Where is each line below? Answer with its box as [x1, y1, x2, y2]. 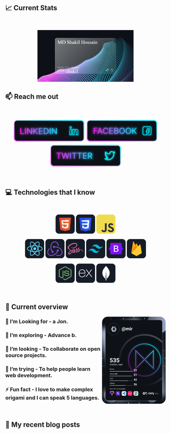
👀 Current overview [5, 303, 68, 311]
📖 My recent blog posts [5, 420, 80, 429]
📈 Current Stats [5, 4, 58, 12]
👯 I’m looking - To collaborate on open [5, 345, 101, 352]
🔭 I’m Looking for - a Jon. [5, 318, 69, 325]
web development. [5, 372, 52, 379]
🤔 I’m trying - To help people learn [5, 365, 91, 372]
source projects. [5, 351, 47, 358]
